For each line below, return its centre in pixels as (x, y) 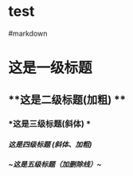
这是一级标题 (51, 68)
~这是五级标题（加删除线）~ (55, 164)
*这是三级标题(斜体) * (50, 124)
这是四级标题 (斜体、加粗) (50, 144)
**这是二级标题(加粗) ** (67, 99)
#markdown (28, 33)
